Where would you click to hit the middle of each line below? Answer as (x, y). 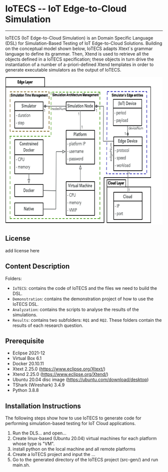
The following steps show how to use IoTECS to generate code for (73, 418)
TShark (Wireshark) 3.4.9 (38, 385)
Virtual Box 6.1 (27, 358)
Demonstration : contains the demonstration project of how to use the (83, 299)
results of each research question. (48, 325)
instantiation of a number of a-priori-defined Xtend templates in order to (79, 64)
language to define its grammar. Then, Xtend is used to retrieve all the (77, 54)
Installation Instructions (43, 406)
